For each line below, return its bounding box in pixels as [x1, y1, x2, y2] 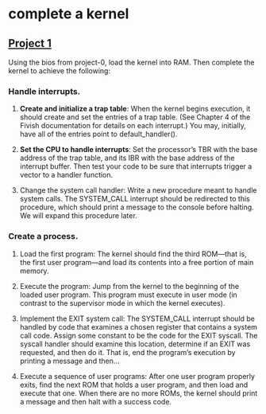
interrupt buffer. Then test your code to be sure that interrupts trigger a [19, 162, 253, 171]
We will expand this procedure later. [19, 211, 137, 221]
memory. [19, 266, 49, 275]
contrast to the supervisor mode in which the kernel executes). [19, 298, 226, 307]
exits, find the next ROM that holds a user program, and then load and [19, 380, 249, 389]
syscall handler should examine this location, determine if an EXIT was [19, 339, 251, 349]
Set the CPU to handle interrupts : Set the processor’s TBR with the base [19, 145, 258, 154]
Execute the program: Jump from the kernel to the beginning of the [19, 281, 240, 291]
